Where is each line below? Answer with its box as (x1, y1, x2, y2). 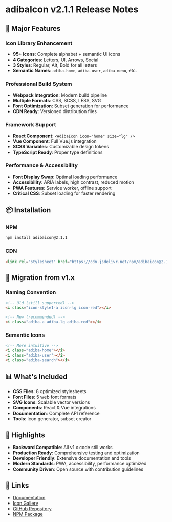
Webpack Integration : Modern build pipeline (12, 92, 107, 98)
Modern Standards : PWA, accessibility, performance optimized (12, 461, 147, 467)
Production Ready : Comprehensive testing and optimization (12, 450, 140, 456)
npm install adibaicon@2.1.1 (5, 235, 68, 240)
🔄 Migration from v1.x (5, 273, 75, 282)
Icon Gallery (12, 500, 38, 506)
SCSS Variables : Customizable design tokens (12, 144, 109, 150)
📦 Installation (5, 206, 51, 214)
